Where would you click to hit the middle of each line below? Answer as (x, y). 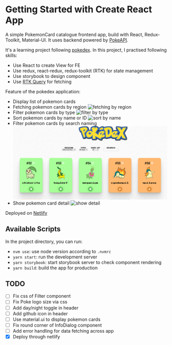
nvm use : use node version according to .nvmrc (62, 251)
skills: (11, 55)
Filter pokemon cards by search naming (55, 123)
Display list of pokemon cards (44, 102)
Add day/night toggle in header (45, 308)
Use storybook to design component (52, 76)
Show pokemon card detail (41, 203)
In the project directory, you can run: (44, 241)
